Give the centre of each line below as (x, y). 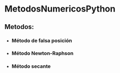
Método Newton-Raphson (42, 53)
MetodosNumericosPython (60, 9)
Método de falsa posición (42, 41)
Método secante (31, 66)
